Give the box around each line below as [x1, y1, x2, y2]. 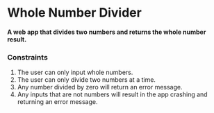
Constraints [7, 52, 49, 62]
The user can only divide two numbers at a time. [17, 76, 156, 84]
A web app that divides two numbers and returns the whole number [7, 28, 206, 36]
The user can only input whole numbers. [17, 68, 133, 77]
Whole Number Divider [7, 5, 142, 21]
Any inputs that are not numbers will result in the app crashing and [17, 90, 208, 98]
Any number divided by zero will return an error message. [17, 83, 183, 92]
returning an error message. [17, 98, 99, 106]
